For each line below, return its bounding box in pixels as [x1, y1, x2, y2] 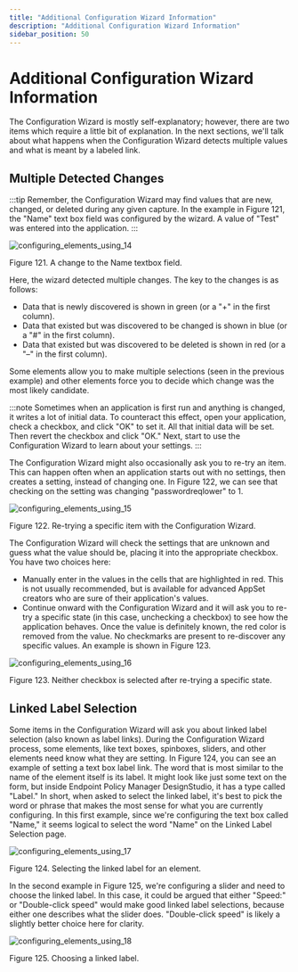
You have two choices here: [9, 556, 111, 567]
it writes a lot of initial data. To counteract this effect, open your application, [9, 412, 286, 423]
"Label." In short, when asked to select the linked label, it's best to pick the [9, 790, 283, 801]
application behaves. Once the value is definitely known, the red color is [21, 622, 286, 632]
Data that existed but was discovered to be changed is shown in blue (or [21, 320, 287, 331]
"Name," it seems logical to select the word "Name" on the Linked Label [9, 819, 273, 829]
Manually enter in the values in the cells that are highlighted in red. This [21, 574, 284, 585]
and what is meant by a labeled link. [9, 144, 141, 156]
